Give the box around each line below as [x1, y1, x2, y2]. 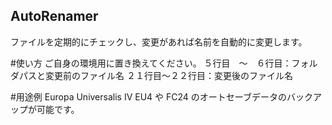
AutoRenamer [10, 8, 99, 25]
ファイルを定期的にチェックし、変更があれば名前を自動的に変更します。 [10, 35, 308, 48]
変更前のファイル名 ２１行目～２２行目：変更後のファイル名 [44, 69, 293, 81]
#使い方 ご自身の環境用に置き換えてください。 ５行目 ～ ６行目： [10, 57, 292, 69]
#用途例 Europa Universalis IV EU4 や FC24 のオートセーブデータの [10, 90, 287, 103]
